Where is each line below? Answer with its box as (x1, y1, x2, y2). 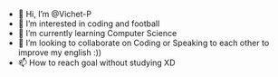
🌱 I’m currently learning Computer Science (17, 28, 177, 38)
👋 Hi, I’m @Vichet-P (17, 9, 92, 19)
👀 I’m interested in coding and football (17, 18, 160, 29)
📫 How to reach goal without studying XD (17, 57, 176, 68)
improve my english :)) (17, 47, 102, 58)
